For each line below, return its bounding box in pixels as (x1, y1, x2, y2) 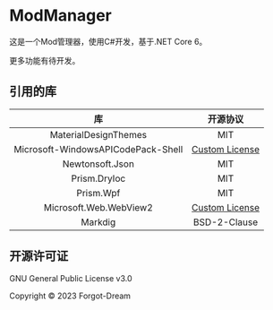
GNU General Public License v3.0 (9, 272, 132, 283)
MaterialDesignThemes (49, 128, 148, 141)
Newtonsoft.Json (62, 158, 134, 170)
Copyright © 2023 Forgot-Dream (9, 290, 132, 301)
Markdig (81, 216, 116, 228)
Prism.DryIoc (71, 172, 126, 185)
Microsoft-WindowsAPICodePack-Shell (13, 142, 183, 155)
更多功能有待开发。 (9, 55, 81, 65)
